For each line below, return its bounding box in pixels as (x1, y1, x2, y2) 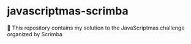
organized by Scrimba (7, 30, 63, 37)
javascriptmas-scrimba (7, 4, 129, 18)
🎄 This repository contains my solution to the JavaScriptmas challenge (7, 24, 185, 31)
